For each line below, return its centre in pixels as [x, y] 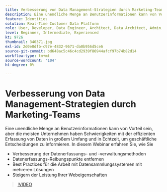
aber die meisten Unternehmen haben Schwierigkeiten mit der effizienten [80, 134]
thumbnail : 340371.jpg [29, 42]
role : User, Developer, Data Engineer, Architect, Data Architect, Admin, [84, 28]
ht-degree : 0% [20, 65]
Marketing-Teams [43, 115]
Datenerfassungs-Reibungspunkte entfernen [58, 159]
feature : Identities [27, 19]
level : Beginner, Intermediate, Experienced [52, 33]
